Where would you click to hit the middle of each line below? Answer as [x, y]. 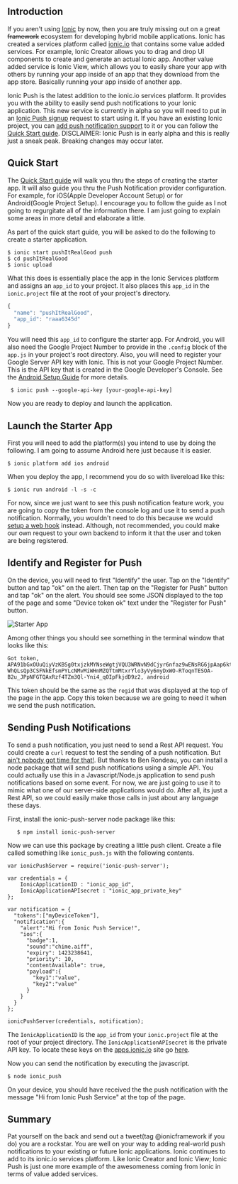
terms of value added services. [53, 1174]
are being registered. [38, 540]
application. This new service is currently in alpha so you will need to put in [117, 110]
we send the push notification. [51, 705]
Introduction [35, 12]
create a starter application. [48, 239]
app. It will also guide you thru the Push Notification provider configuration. [117, 188]
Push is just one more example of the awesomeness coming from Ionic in [114, 1167]
